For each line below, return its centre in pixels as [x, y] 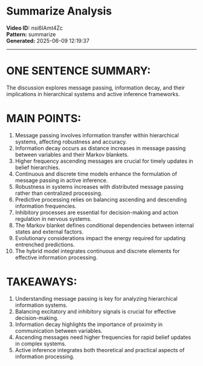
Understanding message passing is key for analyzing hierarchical [96, 298]
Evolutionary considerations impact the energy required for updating [100, 238]
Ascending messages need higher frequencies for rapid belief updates [103, 337]
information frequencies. [46, 206]
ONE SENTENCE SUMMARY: [79, 71]
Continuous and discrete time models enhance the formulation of [96, 174]
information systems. [41, 305]
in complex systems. [40, 344]
